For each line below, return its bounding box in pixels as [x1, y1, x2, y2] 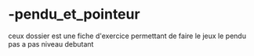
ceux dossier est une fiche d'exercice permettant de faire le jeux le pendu [8, 31, 247, 40]
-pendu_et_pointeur [8, 5, 140, 23]
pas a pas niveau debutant [8, 39, 94, 48]
